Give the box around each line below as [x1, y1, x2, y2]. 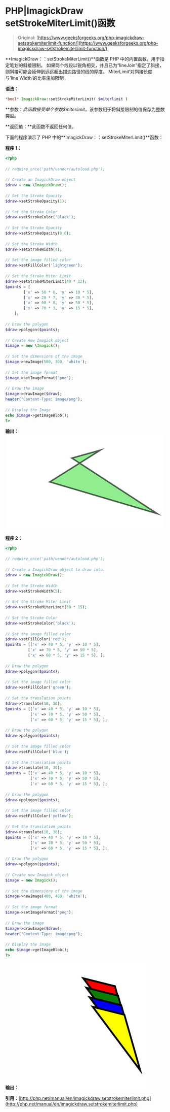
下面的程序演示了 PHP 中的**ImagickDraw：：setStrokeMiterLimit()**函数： [5, 134, 163, 140]
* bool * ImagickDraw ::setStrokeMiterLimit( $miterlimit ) [5, 96, 128, 102]
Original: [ [17, 35, 38, 41]
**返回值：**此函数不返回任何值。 [5, 123, 77, 129]
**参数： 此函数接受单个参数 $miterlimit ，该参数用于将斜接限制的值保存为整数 [5, 106, 165, 112]
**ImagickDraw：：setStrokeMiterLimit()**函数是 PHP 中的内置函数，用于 [5, 56, 160, 62]
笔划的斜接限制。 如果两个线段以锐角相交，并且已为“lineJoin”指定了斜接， [9, 62, 164, 68]
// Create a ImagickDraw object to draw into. [5, 567, 105, 572]
